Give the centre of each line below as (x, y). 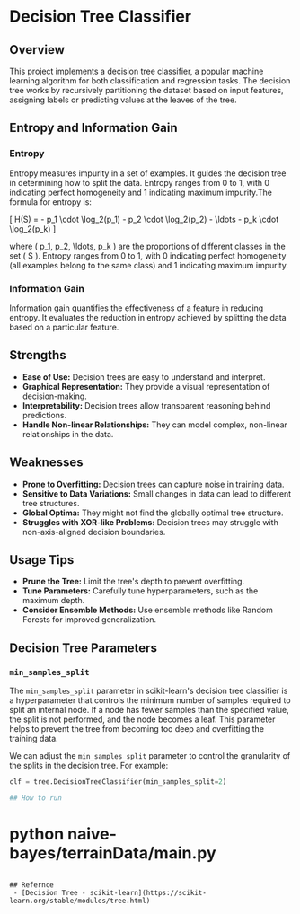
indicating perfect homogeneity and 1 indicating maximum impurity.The (141, 192)
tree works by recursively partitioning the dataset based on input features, (147, 90)
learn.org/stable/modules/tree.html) (80, 901)
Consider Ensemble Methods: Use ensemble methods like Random (148, 610)
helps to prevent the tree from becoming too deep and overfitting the (137, 729)
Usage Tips (42, 560)
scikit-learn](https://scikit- (148, 892)
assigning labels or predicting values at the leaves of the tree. (123, 100)
